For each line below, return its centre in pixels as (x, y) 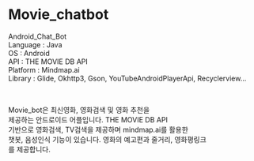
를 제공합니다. (30, 149)
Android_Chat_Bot (38, 36)
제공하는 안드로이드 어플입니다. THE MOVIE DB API (88, 119)
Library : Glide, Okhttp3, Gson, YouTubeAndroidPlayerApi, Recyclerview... (127, 78)
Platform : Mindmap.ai (44, 69)
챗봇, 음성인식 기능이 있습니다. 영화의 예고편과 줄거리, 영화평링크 (108, 139)
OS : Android (29, 53)
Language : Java (35, 44)
